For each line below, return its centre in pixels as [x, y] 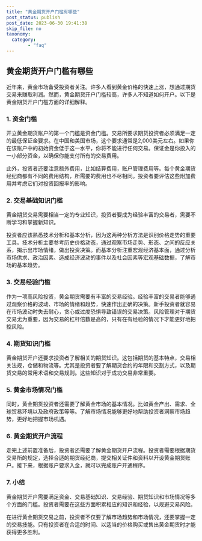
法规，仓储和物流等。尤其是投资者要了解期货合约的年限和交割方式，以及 [101, 365]
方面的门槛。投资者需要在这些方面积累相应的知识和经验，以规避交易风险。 [103, 504]
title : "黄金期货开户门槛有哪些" [43, 12]
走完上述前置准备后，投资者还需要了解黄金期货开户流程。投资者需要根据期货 [101, 450]
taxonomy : [19, 34]
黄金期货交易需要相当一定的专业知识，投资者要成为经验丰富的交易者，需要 [98, 215]
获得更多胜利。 [25, 532]
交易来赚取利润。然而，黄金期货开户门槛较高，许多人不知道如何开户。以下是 [101, 94]
